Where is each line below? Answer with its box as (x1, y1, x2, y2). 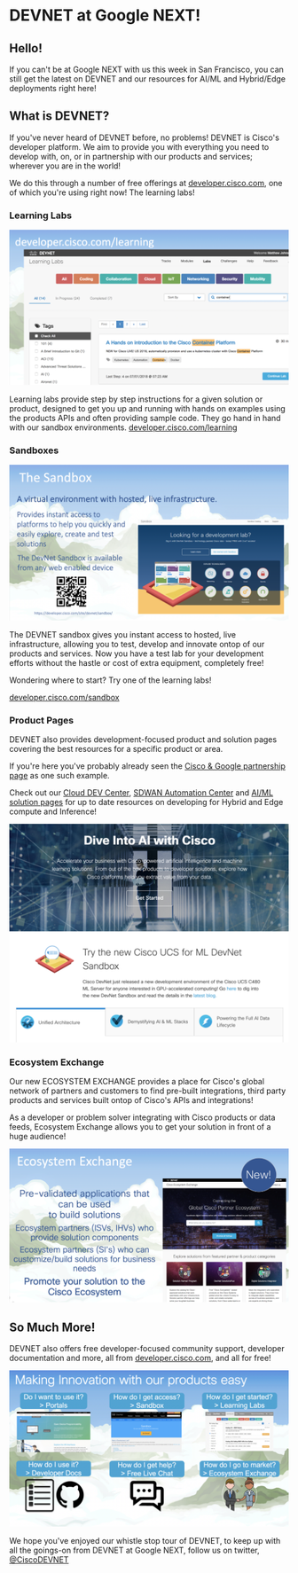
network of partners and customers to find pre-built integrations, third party (9, 1085, 286, 1096)
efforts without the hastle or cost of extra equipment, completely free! (9, 658, 264, 668)
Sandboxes (9, 444, 59, 457)
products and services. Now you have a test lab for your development (9, 648, 264, 659)
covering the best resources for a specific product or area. (9, 744, 223, 755)
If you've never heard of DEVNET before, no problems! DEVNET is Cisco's (9, 132, 279, 143)
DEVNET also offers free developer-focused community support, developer (9, 1343, 286, 1354)
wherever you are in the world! (9, 160, 122, 171)
